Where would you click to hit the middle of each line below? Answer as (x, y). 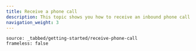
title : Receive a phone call (42, 11)
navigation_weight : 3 (33, 22)
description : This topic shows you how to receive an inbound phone (92, 17)
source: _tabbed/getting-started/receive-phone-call (72, 39)
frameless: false (27, 44)
